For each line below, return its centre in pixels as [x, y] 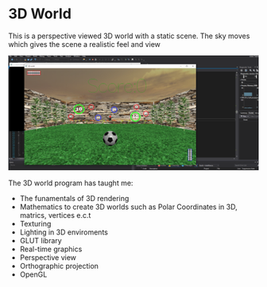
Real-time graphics [51, 249]
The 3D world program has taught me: [71, 183]
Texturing [35, 223]
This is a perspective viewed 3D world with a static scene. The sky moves [129, 36]
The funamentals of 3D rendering [74, 198]
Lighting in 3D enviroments [64, 232]
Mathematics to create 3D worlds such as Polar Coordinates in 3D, [128, 207]
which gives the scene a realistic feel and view [85, 44]
